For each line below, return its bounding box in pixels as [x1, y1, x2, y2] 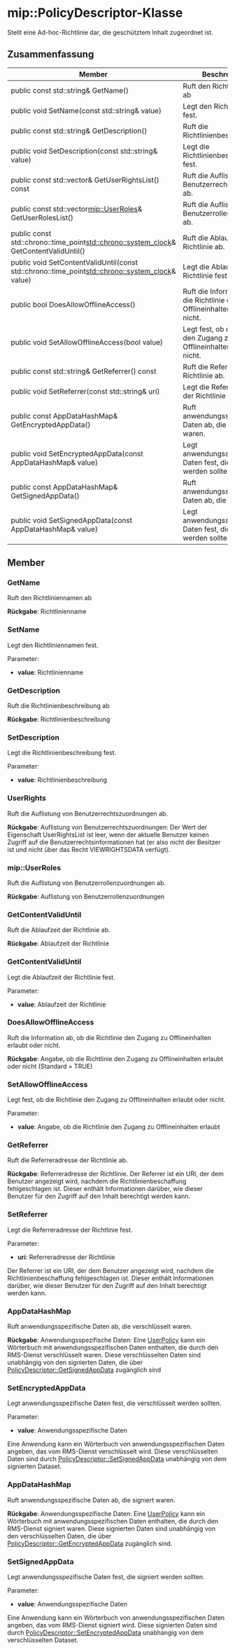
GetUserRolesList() [10, 213, 73, 222]
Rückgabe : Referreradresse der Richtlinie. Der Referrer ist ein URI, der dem [7, 1170, 224, 1178]
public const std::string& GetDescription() [10, 126, 148, 135]
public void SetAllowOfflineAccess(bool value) [10, 337, 163, 347]
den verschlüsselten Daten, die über [7, 1531, 112, 1540]
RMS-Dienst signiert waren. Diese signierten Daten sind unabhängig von [7, 1524, 216, 1533]
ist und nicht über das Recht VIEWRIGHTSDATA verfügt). [7, 845, 171, 853]
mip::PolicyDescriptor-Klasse [7, 5, 183, 21]
